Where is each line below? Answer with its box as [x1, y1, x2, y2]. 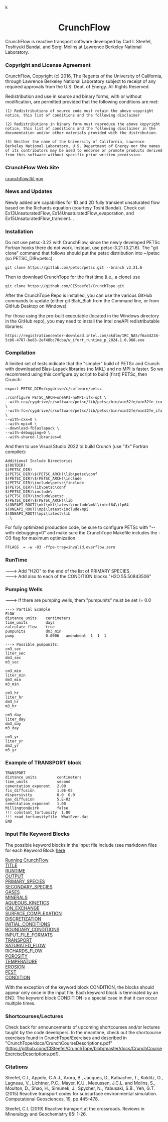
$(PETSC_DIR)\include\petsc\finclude [5, 481, 84, 486]
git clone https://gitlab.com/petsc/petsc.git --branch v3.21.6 [5, 265, 142, 270]
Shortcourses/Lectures [5, 1013, 64, 1020]
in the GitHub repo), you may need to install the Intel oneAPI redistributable [5, 318, 160, 324]
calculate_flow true [5, 625, 55, 630]
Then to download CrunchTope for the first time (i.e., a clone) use [5, 274, 140, 280]
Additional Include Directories [5, 459, 73, 464]
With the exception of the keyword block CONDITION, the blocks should [5, 984, 154, 990]
